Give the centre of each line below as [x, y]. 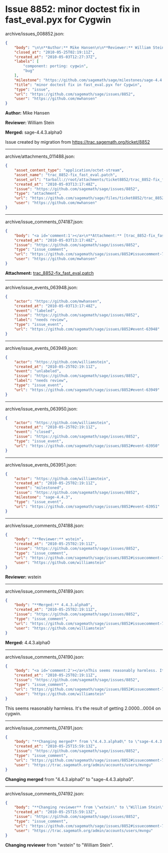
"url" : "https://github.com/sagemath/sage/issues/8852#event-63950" [87, 446]
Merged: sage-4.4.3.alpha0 [34, 132]
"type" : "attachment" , [38, 194]
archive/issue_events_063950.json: [41, 408]
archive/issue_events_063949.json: [41, 348]
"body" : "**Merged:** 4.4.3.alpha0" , [53, 605]
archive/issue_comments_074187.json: [44, 222]
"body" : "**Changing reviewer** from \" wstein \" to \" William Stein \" [89, 807]
